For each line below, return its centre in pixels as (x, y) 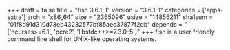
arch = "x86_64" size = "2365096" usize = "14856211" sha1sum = (120, 17)
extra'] (17, 17)
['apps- (213, 10)
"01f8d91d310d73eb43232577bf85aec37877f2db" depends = (95, 24)
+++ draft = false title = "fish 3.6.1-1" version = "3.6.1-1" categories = (104, 10)
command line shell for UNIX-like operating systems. (82, 39)
